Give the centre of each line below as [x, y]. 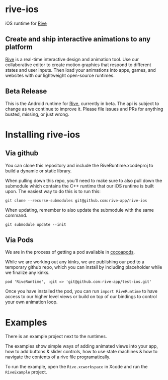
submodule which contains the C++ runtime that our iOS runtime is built [79, 186]
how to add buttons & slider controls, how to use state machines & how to [81, 352]
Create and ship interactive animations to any [78, 39]
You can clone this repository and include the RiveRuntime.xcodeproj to [79, 165]
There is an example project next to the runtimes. [56, 337]
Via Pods [19, 240]
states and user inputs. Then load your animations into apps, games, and [80, 70]
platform [19, 47]
